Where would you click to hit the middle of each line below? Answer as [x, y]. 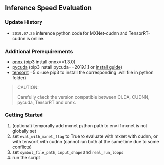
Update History [24, 22]
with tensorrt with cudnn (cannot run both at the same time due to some [85, 142]
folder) [19, 78]
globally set [24, 131]
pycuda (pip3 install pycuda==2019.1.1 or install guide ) [67, 67]
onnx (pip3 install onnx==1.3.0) [44, 62]
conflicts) [22, 147]
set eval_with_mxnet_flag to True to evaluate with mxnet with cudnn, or [85, 136]
